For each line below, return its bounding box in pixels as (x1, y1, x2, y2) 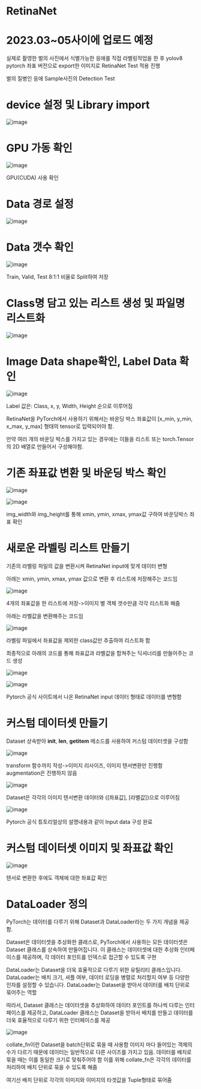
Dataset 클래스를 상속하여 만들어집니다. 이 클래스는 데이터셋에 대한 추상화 (6, 946, 179, 953)
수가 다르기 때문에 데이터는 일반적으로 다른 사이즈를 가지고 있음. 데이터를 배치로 (6, 1049, 192, 1056)
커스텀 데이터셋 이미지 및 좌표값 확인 (6, 841, 174, 855)
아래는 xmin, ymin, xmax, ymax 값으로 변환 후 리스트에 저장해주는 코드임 (6, 575, 178, 582)
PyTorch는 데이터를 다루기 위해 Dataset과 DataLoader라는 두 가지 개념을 (6, 918, 178, 926)
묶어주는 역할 (6, 989, 37, 996)
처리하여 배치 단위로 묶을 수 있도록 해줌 (6, 1064, 98, 1071)
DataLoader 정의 (6, 897, 88, 911)
